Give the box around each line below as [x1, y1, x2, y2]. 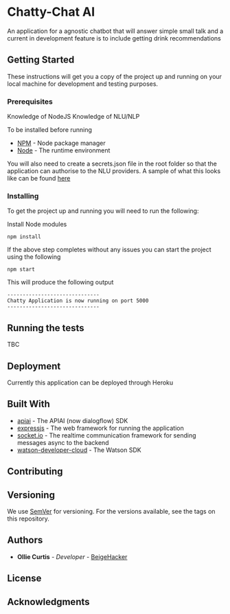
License [7, 573, 42, 584]
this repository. [7, 514, 50, 523]
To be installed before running [7, 126, 93, 134]
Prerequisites [7, 97, 53, 106]
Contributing [7, 466, 63, 477]
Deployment [7, 360, 61, 372]
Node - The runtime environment [16, 146, 111, 155]
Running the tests [7, 322, 84, 334]
